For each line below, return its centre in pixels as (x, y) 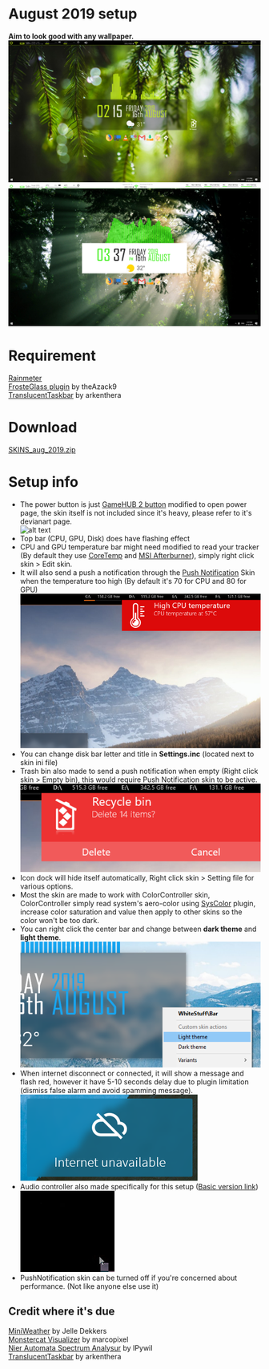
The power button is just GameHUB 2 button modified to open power (133, 504)
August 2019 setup (73, 14)
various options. (46, 886)
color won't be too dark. (60, 920)
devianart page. (46, 521)
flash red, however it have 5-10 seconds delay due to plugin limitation (134, 1081)
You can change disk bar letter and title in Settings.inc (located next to (137, 754)
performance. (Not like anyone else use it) (89, 1286)
